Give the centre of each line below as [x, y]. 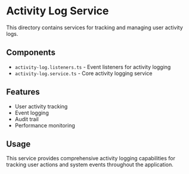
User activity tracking [41, 106]
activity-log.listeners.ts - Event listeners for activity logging [93, 67]
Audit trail [27, 119]
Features [23, 92]
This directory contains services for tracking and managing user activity [94, 27]
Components [31, 53]
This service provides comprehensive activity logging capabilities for [91, 159]
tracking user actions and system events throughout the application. [90, 164]
